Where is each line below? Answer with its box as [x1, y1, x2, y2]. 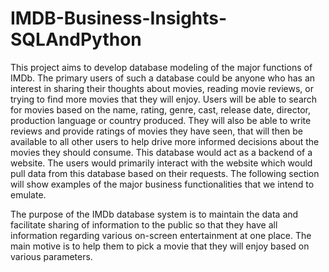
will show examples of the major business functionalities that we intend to [10, 178, 315, 190]
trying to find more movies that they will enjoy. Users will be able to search [10, 93, 318, 105]
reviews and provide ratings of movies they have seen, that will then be [10, 125, 304, 137]
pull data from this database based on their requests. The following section [10, 167, 320, 179]
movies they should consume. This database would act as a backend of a [10, 146, 313, 158]
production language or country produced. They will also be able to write [10, 114, 312, 126]
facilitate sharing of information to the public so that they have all [10, 218, 278, 231]
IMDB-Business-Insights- [10, 7, 228, 30]
